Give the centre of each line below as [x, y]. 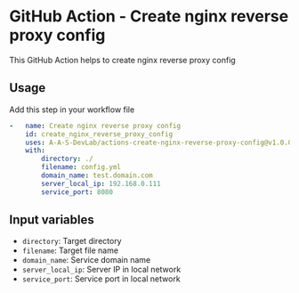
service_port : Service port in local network [101, 279]
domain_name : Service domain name [86, 260]
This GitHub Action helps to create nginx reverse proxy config [122, 60]
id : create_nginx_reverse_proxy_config [99, 134]
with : [36, 151]
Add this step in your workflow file [72, 110]
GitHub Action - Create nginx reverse [149, 16]
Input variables [52, 220]
